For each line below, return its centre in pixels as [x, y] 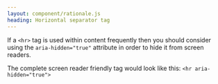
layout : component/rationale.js [54, 14]
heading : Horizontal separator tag [59, 20]
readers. [19, 54]
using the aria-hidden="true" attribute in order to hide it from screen [106, 47]
